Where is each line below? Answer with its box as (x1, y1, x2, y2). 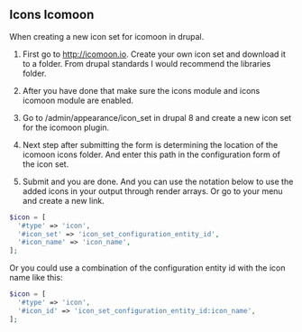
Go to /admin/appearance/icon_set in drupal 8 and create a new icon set (22, 112, 292, 123)
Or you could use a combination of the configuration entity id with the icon (9, 263, 286, 273)
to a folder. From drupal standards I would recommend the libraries (22, 58, 271, 69)
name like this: (9, 272, 63, 283)
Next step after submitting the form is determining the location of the (22, 139, 279, 150)
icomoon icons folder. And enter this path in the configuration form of (22, 149, 281, 160)
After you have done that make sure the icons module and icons (22, 85, 261, 96)
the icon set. (22, 158, 69, 170)
